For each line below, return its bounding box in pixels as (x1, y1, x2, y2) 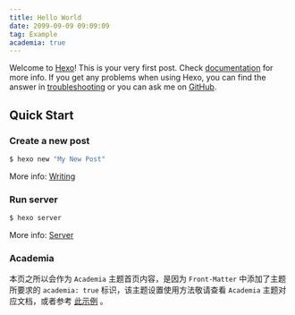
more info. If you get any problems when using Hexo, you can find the (9, 72, 266, 83)
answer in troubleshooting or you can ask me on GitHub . (9, 81, 217, 92)
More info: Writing (9, 171, 76, 182)
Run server (9, 193, 58, 206)
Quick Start (9, 107, 74, 123)
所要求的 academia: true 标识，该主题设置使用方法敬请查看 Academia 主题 (9, 285, 279, 295)
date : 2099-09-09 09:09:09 (9, 21, 110, 30)
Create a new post (9, 134, 90, 147)
